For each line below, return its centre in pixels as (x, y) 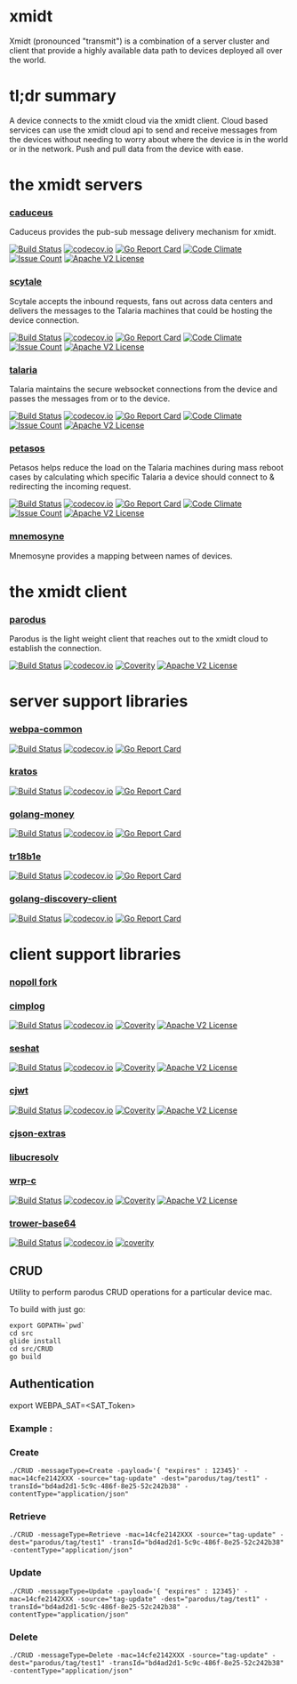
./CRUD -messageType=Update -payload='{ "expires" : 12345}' (125, 1591)
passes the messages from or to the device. (90, 399)
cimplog (28, 1005)
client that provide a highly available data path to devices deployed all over (146, 50)
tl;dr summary (63, 96)
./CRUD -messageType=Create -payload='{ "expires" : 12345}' (125, 1470)
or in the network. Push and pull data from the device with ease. (127, 149)
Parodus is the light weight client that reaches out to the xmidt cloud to (139, 639)
